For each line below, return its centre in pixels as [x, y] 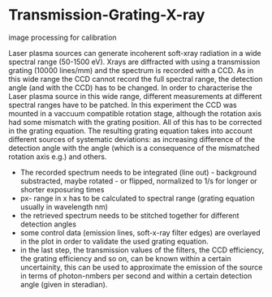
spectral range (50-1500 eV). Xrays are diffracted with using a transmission [134, 62]
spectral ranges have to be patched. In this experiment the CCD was [123, 105]
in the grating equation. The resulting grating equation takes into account [131, 131]
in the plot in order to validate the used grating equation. [114, 241]
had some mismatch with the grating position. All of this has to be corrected [135, 122]
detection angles [48, 224]
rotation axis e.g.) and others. [58, 157]
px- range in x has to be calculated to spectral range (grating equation [137, 198]
